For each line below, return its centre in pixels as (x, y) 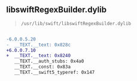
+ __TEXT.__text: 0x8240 (38, 56)
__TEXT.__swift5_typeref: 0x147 (54, 73)
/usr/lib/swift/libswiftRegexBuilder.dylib (76, 23)
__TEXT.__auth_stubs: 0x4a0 (49, 61)
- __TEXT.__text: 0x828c (38, 45)
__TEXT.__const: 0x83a (42, 67)
